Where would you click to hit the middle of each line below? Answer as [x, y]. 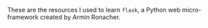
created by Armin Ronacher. [80, 17]
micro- [192, 10]
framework [23, 17]
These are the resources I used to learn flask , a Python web [94, 10]
